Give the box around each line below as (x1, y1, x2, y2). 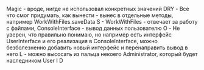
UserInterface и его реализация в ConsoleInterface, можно (6, 38, 158, 44)
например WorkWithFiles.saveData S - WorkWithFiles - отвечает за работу (6, 18, 198, 25)
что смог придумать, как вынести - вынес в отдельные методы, (6, 12, 174, 19)
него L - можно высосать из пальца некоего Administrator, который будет (6, 51, 198, 57)
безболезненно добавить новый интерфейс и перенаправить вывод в (6, 44, 188, 51)
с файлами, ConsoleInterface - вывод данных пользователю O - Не (6, 24, 180, 32)
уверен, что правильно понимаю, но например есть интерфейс (6, 31, 172, 38)
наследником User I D (6, 57, 63, 64)
